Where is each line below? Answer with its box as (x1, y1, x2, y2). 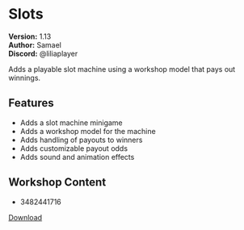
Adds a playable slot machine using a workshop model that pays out (8, 64, 236, 73)
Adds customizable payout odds (19, 143, 128, 153)
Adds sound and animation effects (19, 152, 135, 161)
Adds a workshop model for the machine (19, 126, 156, 136)
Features (8, 96, 54, 110)
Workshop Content (8, 175, 107, 190)
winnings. (8, 73, 41, 82)
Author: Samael (8, 40, 62, 49)
